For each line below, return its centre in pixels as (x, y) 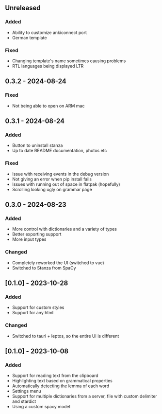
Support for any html (33, 313)
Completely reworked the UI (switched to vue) (58, 263)
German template (29, 37)
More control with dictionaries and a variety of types (65, 229)
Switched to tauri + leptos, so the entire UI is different (65, 336)
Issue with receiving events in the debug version (60, 174)
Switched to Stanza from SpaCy (44, 268)
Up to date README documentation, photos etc (59, 151)
